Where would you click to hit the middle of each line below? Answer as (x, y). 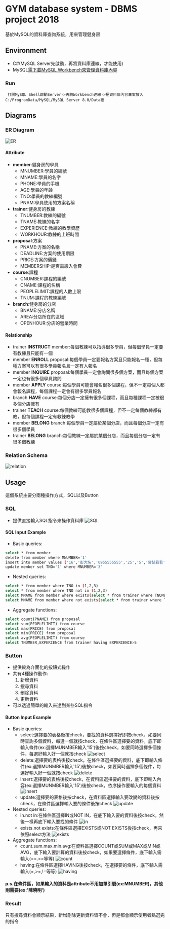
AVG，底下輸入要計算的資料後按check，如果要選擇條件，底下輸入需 (91, 852)
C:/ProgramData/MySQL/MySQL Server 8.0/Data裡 (55, 100)
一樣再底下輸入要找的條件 (51, 821)
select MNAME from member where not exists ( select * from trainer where (83, 600)
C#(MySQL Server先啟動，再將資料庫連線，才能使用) (68, 63)
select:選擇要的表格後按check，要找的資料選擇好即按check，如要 (89, 735)
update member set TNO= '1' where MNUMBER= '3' (54, 567)
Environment (26, 50)
